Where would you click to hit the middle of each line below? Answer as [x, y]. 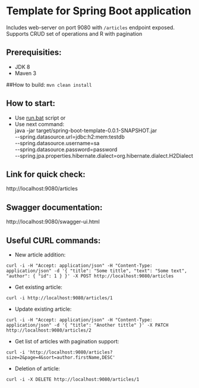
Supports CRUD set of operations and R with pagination [74, 33]
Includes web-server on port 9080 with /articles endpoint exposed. [91, 27]
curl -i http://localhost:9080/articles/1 [59, 298]
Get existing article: [38, 287]
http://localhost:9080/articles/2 [49, 330]
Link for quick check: [46, 174]
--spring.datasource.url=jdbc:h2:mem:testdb [70, 137]
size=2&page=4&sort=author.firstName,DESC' [61, 358]
